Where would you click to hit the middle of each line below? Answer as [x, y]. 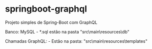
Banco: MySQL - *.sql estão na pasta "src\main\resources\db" [67, 32]
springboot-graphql [46, 9]
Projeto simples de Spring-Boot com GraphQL [51, 22]
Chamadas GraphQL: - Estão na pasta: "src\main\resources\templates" [76, 41]
